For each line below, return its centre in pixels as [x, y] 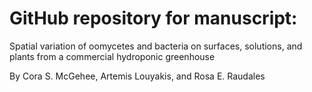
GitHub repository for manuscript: [153, 18]
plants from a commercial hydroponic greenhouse [112, 56]
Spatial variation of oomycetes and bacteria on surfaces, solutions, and [156, 46]
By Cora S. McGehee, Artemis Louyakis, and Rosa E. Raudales [137, 76]
